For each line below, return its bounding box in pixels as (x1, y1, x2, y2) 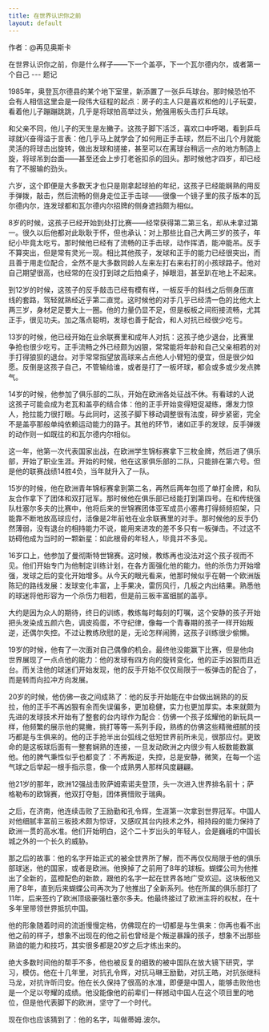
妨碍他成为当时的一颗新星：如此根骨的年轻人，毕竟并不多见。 (8, 533, 212, 543)
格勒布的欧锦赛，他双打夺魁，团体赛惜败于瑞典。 (8, 789, 170, 799)
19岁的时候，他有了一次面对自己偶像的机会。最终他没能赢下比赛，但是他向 (8, 645, 255, 654)
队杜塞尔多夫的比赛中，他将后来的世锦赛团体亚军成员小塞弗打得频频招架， (8, 503, 254, 513)
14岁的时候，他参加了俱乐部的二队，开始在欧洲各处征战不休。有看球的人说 (8, 389, 255, 399)
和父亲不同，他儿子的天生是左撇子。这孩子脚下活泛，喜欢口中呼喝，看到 (8, 123, 247, 133)
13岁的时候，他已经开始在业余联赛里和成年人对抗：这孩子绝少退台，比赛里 (8, 332, 255, 342)
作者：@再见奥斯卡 (8, 42, 72, 52)
